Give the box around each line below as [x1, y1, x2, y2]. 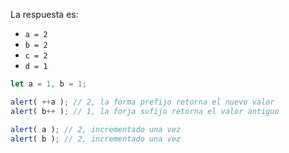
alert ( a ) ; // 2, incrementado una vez [10, 124, 182, 134]
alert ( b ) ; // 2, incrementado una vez [10, 134, 182, 144]
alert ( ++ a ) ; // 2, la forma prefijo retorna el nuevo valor [10, 97, 275, 107]
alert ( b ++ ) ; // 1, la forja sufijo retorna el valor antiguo [10, 106, 280, 116]
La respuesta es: [10, 9, 79, 20]
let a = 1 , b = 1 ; [10, 79, 87, 89]
